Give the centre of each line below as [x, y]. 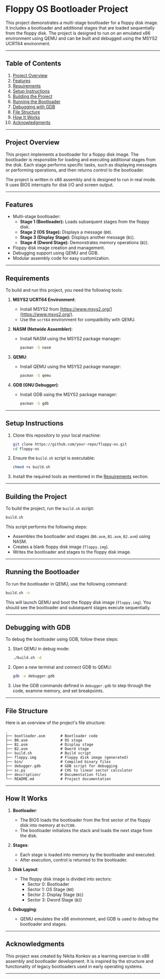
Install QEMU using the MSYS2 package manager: [71, 366]
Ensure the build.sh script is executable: [54, 458]
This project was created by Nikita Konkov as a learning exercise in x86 [78, 956]
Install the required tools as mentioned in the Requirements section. [81, 476]
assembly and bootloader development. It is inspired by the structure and [80, 961]
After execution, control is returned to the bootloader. [74, 860]
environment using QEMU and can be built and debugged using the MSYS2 [82, 38]
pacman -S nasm [35, 348]
